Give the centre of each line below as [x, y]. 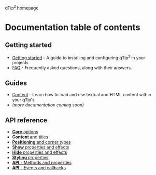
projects [20, 63]
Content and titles [30, 137]
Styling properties [30, 157]
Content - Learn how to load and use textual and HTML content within [81, 95]
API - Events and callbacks [39, 168]
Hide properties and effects [40, 152]
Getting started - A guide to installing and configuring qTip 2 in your [78, 57]
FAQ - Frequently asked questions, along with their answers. [72, 68]
